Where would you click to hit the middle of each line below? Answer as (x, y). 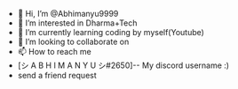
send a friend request (57, 75)
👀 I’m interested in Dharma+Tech (77, 23)
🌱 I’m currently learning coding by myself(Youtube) (111, 32)
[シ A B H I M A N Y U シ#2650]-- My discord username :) (123, 65)
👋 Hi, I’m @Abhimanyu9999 (68, 14)
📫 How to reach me (54, 52)
